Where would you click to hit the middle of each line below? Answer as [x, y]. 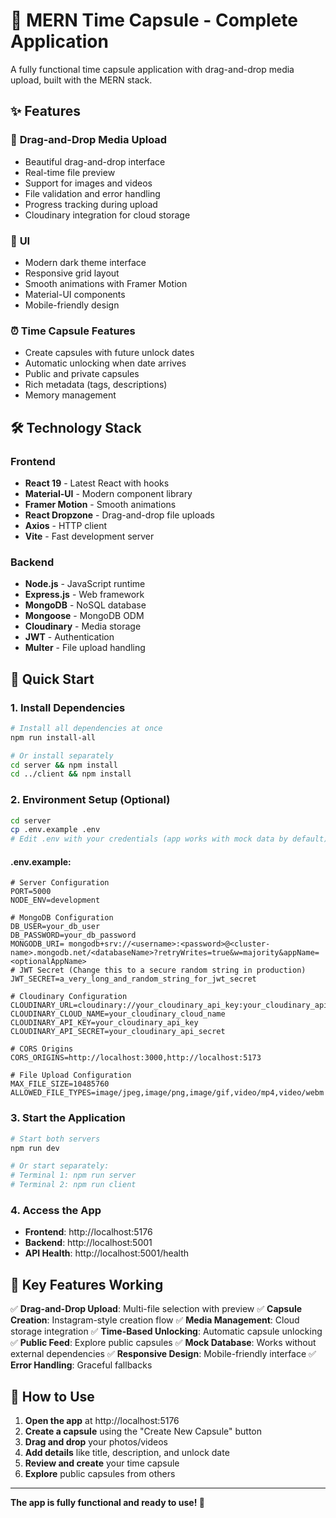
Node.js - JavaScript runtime [85, 584]
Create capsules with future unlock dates [109, 353]
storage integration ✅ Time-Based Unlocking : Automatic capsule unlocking [166, 1331]
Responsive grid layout [72, 273]
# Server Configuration [60, 883]
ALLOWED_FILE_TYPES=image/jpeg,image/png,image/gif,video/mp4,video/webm [167, 1093]
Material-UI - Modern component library [108, 493]
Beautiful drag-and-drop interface [95, 161]
